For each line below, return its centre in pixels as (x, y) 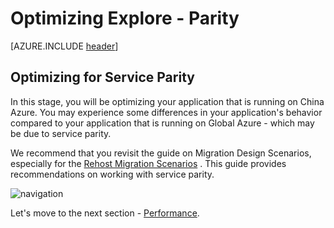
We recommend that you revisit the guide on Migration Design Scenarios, (161, 153)
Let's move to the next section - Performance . (105, 213)
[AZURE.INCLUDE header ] (64, 46)
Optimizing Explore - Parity (125, 18)
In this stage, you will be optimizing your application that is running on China (167, 101)
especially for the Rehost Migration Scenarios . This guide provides (148, 163)
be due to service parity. (61, 133)
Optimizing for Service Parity (102, 77)
